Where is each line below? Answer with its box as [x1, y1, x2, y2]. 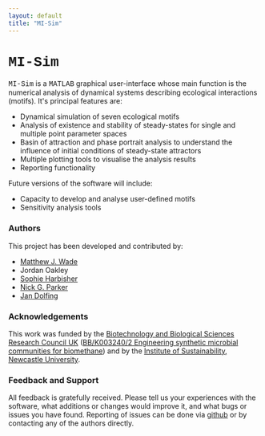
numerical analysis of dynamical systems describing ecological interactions [8, 88, 258, 97]
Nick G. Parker [19, 282, 68, 291]
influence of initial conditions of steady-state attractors [19, 146, 202, 156]
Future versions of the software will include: [8, 178, 153, 189]
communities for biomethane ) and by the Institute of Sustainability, [8, 346, 228, 356]
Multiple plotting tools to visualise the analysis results [19, 154, 196, 165]
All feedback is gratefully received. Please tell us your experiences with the [8, 393, 256, 402]
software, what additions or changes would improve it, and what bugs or [8, 401, 247, 411]
